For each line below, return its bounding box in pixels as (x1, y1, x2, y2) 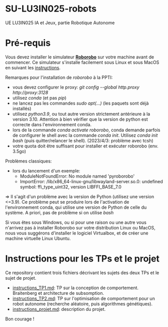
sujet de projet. (5, 275, 37, 281)
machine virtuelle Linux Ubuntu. (5, 235, 71, 241)
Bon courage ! (5, 315, 35, 322)
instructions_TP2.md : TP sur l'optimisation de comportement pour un (12, 295, 155, 301)
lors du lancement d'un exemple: (12, 168, 80, 174)
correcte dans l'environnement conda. (12, 121, 92, 127)
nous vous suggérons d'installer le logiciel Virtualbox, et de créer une (5, 230, 149, 236)
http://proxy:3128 (12, 89, 49, 96)
